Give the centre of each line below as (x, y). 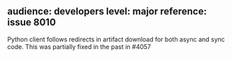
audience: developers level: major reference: (107, 12)
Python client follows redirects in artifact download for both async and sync (116, 39)
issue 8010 (31, 23)
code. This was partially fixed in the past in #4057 (79, 46)
